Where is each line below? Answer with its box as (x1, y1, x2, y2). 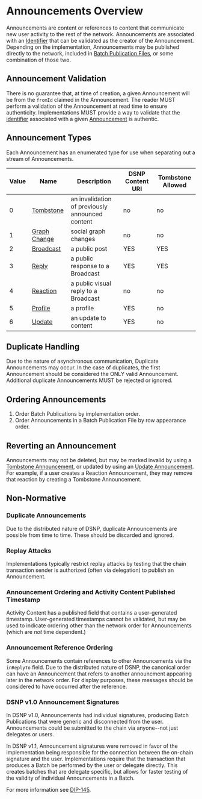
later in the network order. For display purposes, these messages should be (6, 676, 194, 683)
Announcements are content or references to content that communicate (6, 24, 185, 31)
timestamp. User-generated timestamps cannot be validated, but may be (6, 616, 186, 623)
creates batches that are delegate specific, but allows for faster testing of (6, 768, 188, 775)
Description (77, 177, 111, 185)
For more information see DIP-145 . (6, 786, 91, 793)
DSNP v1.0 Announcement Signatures (6, 698, 119, 706)
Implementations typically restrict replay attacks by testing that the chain (6, 560, 186, 567)
